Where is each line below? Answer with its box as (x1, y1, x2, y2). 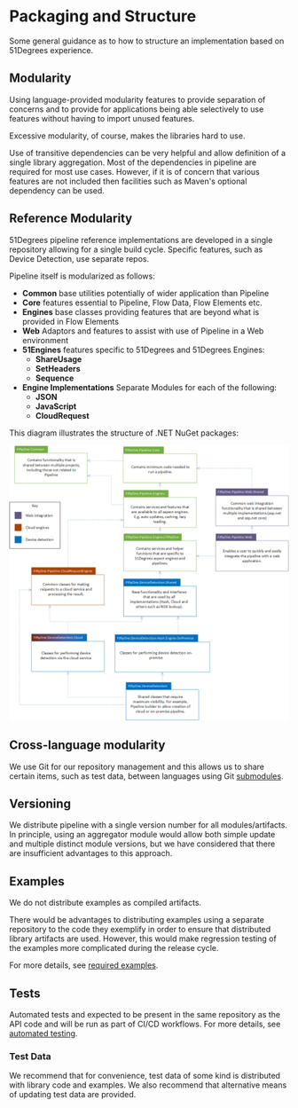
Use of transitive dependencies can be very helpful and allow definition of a (9, 147, 286, 158)
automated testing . (9, 1027, 78, 1039)
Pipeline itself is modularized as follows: (9, 271, 155, 281)
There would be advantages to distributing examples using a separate (9, 915, 264, 925)
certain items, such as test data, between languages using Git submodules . (9, 770, 284, 782)
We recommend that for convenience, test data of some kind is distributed (9, 1071, 281, 1081)
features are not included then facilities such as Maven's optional (9, 176, 247, 186)
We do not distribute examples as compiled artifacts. (9, 898, 202, 908)
